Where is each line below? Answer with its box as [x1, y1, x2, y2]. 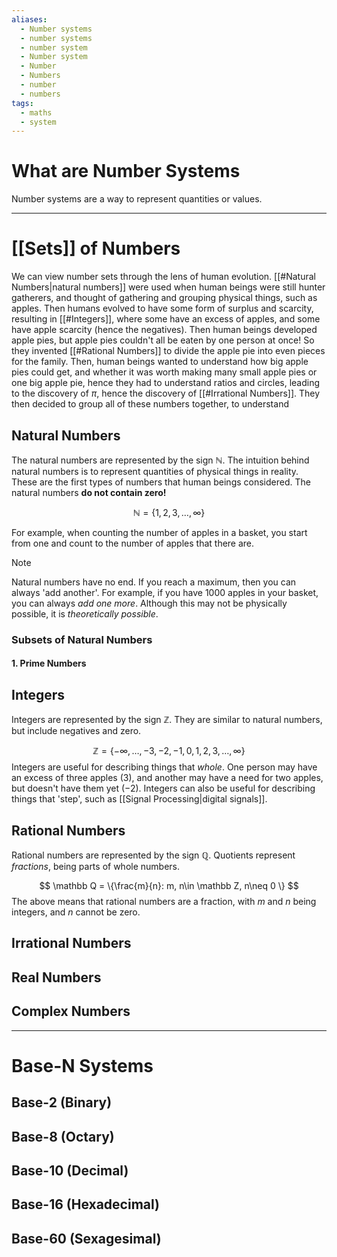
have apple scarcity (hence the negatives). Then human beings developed [11, 324, 318, 336]
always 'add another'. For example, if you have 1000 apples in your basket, [11, 586, 319, 598]
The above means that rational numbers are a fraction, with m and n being [11, 896, 317, 908]
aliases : [11, 14, 48, 25]
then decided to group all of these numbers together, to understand [11, 398, 289, 410]
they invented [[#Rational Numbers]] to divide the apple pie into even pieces [11, 345, 326, 357]
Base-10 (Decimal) [11, 1162, 129, 1180]
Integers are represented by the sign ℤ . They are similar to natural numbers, [11, 714, 323, 726]
